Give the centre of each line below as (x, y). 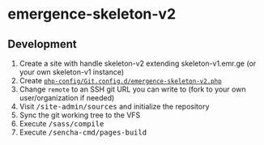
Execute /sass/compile (62, 124)
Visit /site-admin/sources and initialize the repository (114, 107)
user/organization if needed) (67, 98)
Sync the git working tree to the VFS (80, 115)
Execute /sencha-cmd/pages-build (83, 132)
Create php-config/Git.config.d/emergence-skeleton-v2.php (120, 81)
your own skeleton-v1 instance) (72, 72)
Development (43, 44)
